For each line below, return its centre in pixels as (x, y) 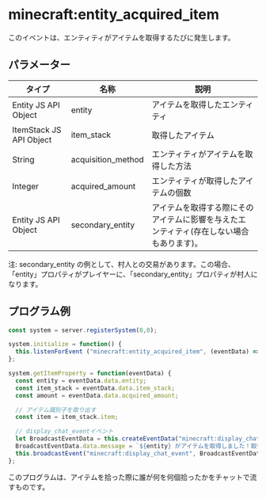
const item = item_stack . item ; (67, 417)
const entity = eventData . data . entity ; (81, 381)
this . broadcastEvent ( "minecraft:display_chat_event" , (106, 453)
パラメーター (40, 65)
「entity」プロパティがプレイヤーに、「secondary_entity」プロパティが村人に (133, 274)
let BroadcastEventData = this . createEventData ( (97, 439)
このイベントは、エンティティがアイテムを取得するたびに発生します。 (122, 37)
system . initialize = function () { (65, 345)
